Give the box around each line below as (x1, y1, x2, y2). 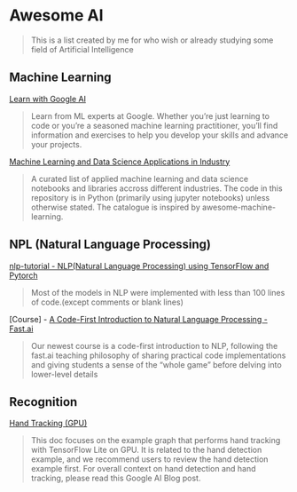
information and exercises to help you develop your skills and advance (30, 130, 289, 140)
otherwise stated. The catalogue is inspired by (30, 202, 201, 212)
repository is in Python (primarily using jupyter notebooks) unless (30, 192, 270, 202)
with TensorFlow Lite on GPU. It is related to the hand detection (30, 445, 262, 456)
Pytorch (9, 270, 38, 281)
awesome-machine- (202, 202, 277, 212)
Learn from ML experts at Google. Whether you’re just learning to (30, 110, 270, 121)
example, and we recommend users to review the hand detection (30, 454, 269, 464)
